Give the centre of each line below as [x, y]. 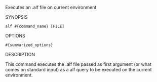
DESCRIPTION [20, 54]
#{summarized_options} [29, 45]
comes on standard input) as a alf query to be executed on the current [78, 70]
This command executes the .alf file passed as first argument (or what [78, 64]
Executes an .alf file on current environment [51, 7]
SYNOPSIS [16, 17]
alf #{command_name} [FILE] [35, 26]
